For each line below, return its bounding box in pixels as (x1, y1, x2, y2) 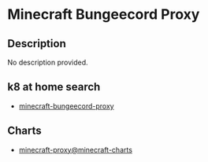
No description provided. (7, 57, 88, 67)
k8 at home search (7, 80, 101, 94)
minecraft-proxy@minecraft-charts (18, 145, 133, 154)
